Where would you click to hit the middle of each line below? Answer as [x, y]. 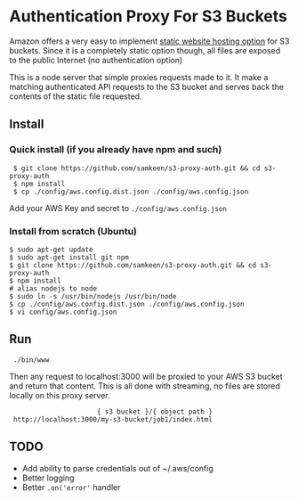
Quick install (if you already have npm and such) [116, 150]
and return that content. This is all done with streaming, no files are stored [145, 386]
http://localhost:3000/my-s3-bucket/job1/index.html [113, 419]
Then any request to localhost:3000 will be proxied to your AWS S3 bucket [146, 376]
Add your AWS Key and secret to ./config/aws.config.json [118, 208]
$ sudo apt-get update [51, 250]
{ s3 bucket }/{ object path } [155, 412]
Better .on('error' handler [72, 487]
